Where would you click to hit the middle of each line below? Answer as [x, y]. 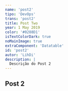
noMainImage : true [24, 41]
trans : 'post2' [20, 18]
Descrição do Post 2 [30, 64]
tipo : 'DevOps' [20, 14]
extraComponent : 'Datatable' [34, 46]
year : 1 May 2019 [23, 28]
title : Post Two [21, 23]
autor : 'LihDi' [20, 55]
